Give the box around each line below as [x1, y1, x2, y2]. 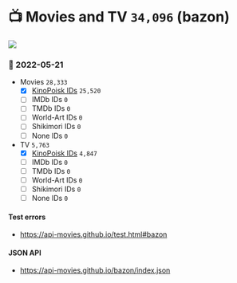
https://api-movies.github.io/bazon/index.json [19, 265, 171, 275]
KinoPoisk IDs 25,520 [31, 86, 101, 96]
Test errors [8, 212, 46, 222]
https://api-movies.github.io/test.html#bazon [19, 230, 168, 239]
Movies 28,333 [19, 77, 68, 87]
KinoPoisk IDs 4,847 [31, 148, 97, 158]
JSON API [8, 248, 41, 257]
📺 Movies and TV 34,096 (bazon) [8, 8, 230, 26]
